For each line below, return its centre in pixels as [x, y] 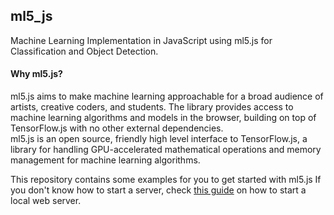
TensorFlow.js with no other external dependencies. [117, 128]
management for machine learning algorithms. [105, 160]
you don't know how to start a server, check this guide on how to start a [158, 190]
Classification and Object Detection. [84, 51]
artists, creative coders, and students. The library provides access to [152, 107]
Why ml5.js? [36, 74]
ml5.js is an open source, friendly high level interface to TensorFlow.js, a [159, 139]
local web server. [46, 201]
